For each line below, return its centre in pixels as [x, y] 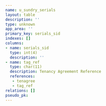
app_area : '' [19, 29]
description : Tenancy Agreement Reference [56, 72]
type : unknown [20, 24]
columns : [15, 43]
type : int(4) [24, 52]
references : [23, 76]
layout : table [20, 15]
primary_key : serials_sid [33, 34]
